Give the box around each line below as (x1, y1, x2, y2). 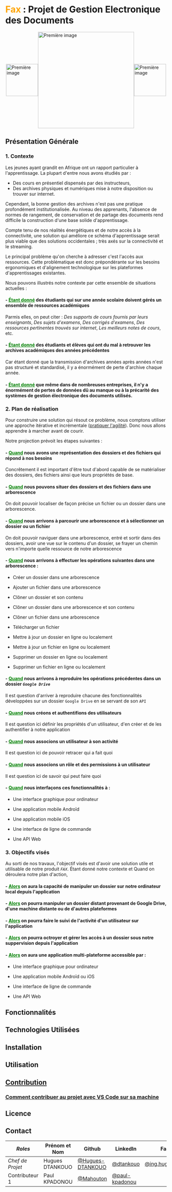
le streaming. (5, 243, 33, 250)
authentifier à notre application (5, 727, 70, 733)
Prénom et (45, 1142, 71, 1149)
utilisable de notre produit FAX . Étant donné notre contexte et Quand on (5, 866, 155, 872)
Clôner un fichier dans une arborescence (12, 614, 100, 620)
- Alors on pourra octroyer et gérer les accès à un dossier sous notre (5, 935, 154, 941)
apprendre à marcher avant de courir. (5, 427, 84, 434)
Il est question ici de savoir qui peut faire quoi (5, 773, 101, 779)
